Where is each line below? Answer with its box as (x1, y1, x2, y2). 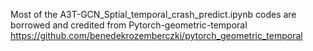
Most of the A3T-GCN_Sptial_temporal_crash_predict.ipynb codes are (10, 9, 297, 20)
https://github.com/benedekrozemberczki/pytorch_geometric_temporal (10, 30, 303, 41)
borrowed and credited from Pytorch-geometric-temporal (10, 19, 248, 31)
